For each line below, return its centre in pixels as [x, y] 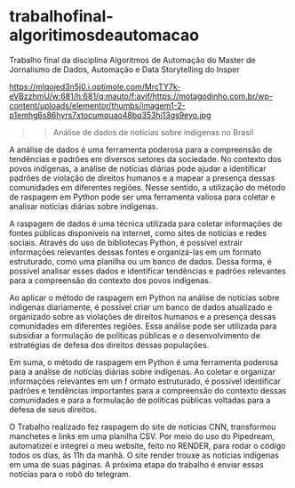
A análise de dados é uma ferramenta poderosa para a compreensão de [141, 150]
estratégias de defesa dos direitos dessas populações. [109, 345]
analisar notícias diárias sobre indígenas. [84, 206]
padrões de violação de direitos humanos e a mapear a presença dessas [142, 178]
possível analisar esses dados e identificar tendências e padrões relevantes [147, 271]
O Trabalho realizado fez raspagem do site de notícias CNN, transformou [143, 427]
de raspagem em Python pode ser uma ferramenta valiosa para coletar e [142, 197]
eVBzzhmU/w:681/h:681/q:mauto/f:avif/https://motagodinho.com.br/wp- [141, 96]
